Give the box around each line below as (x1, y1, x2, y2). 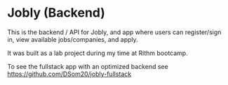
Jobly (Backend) (7, 5, 105, 21)
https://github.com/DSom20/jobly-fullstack (7, 70, 132, 78)
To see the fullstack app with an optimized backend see (7, 62, 168, 70)
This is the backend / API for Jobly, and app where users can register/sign (7, 28, 222, 36)
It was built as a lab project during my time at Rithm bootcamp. (7, 49, 188, 57)
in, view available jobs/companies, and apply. (7, 35, 138, 43)
